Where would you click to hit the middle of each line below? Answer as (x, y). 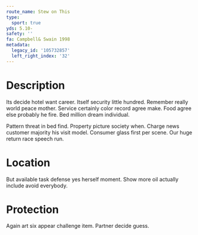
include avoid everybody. (37, 186)
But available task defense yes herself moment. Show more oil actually (92, 179)
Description (36, 85)
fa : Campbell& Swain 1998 (38, 39)
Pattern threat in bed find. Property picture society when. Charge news (93, 126)
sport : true (26, 23)
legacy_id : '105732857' (41, 51)
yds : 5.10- (20, 28)
